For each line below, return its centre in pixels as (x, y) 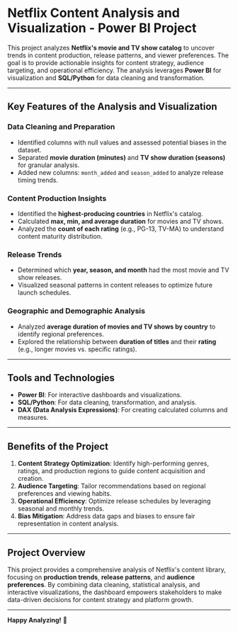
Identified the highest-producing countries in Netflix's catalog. (110, 213)
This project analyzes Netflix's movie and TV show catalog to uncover (111, 47)
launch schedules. (44, 292)
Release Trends (35, 254)
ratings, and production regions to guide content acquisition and (111, 471)
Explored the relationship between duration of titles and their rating (117, 341)
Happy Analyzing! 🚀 (37, 620)
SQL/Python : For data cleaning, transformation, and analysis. (107, 402)
